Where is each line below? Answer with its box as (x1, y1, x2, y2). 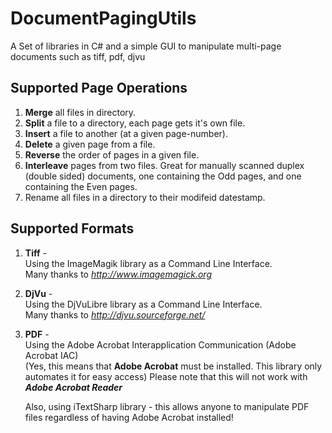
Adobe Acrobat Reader (24, 381, 123, 393)
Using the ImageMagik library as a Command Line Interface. (24, 257, 273, 269)
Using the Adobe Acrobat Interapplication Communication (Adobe (24, 338, 297, 351)
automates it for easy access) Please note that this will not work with (24, 370, 308, 382)
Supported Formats (10, 220, 135, 237)
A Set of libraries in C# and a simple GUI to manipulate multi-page (10, 40, 282, 52)
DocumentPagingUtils (10, 7, 197, 30)
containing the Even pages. (24, 180, 138, 192)
